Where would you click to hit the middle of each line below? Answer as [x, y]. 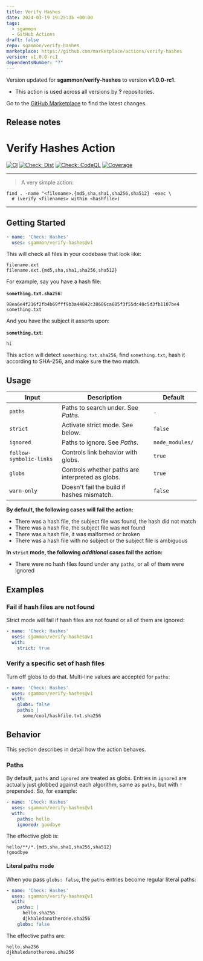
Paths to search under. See [100, 408]
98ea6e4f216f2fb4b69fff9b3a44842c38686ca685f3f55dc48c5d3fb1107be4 [93, 304]
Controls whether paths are [100, 470]
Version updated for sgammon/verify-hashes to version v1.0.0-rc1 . [91, 80]
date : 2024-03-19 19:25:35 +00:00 [50, 18]
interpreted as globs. [91, 477]
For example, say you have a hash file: [54, 281]
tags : [13, 23]
